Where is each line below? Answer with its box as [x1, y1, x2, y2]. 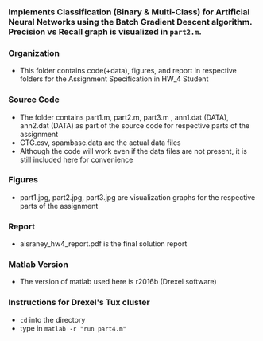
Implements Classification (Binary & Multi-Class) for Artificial [8, 6, 250, 18]
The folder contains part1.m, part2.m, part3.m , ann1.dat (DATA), [19, 112, 229, 122]
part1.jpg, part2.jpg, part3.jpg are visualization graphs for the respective [19, 192, 256, 202]
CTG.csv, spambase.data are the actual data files [19, 138, 181, 147]
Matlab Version [8, 259, 69, 270]
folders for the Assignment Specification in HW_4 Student [19, 74, 209, 84]
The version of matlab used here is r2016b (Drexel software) [19, 277, 217, 287]
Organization [8, 47, 60, 58]
